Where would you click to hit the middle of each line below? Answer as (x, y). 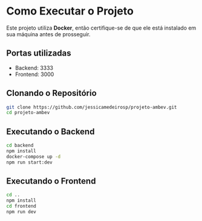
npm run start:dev (29, 162)
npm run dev (21, 212)
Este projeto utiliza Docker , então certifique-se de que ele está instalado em (101, 28)
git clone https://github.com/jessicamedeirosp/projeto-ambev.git (92, 107)
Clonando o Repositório (51, 93)
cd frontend (21, 207)
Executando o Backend (50, 131)
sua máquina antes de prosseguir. (48, 34)
